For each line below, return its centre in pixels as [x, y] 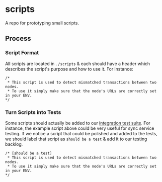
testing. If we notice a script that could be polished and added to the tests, [81, 133]
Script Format [22, 53]
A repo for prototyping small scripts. [42, 23]
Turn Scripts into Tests [33, 112]
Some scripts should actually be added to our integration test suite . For [78, 123]
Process [18, 39]
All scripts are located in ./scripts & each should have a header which [78, 64]
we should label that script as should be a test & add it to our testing [76, 139]
